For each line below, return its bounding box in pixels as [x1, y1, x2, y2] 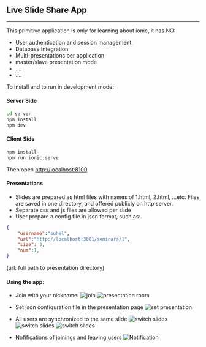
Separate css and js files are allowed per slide [15, 206, 132, 214]
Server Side [6, 97, 37, 105]
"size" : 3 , [17, 242, 45, 248]
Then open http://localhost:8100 [6, 165, 88, 173]
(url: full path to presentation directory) [6, 264, 105, 272]
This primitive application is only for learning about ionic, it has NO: [6, 27, 176, 34]
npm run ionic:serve [6, 154, 59, 161]
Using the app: [6, 278, 45, 285]
